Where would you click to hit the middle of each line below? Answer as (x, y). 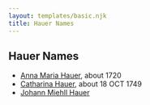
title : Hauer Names (41, 23)
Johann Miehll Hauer (55, 93)
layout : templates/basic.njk (58, 16)
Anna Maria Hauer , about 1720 (71, 76)
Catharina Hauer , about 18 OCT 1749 (81, 84)
